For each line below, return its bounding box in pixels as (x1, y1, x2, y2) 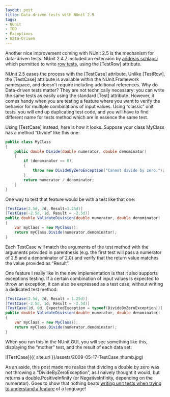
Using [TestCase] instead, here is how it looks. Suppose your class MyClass (5, 124, 164, 130)
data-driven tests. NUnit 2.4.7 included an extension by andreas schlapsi (5, 55, 158, 61)
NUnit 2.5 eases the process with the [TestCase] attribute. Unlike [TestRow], (5, 71, 165, 77)
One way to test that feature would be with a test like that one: (5, 196, 136, 202)
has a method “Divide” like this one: (5, 129, 80, 135)
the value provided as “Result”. (5, 260, 70, 266)
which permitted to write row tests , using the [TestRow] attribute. (5, 61, 141, 67)
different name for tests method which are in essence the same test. (5, 114, 149, 120)
